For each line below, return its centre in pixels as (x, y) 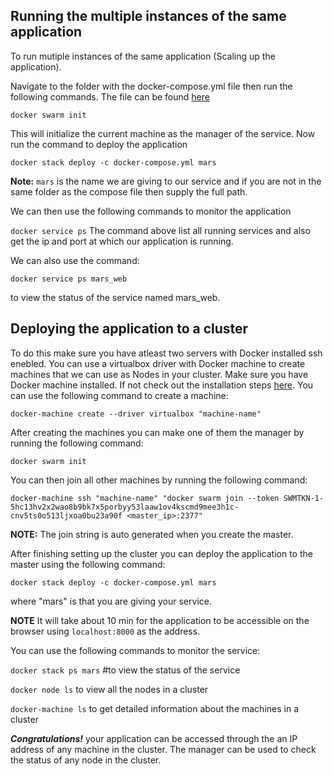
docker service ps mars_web (69, 279)
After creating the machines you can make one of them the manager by (157, 432)
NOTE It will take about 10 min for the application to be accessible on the (160, 620)
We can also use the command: (75, 260)
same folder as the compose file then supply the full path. (129, 191)
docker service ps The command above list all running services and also (160, 230)
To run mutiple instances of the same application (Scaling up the (143, 56)
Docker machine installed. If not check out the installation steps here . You (162, 385)
